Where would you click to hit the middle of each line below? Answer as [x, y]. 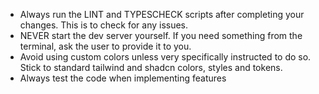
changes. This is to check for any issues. [104, 25]
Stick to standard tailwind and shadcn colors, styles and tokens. [151, 67]
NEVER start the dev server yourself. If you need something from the [161, 35]
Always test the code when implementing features [123, 78]
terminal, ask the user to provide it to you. [105, 46]
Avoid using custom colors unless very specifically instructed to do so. [165, 57]
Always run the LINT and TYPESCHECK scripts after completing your [162, 14]
